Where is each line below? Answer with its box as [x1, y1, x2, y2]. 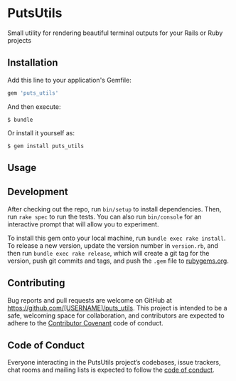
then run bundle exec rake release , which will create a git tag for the [7, 249, 210, 257]
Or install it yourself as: [7, 128, 75, 137]
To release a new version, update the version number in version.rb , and [7, 241, 219, 250]
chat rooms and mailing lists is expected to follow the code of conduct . [7, 365, 215, 375]
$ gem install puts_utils [7, 142, 84, 150]
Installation [7, 57, 58, 69]
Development [7, 186, 69, 198]
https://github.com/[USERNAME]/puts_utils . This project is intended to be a [7, 303, 227, 312]
